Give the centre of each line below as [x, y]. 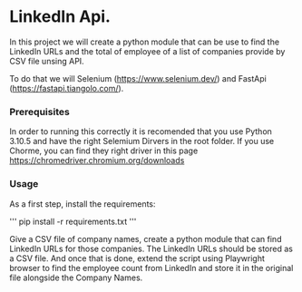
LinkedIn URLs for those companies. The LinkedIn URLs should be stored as [151, 248]
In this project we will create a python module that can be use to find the [144, 42]
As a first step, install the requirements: [83, 204]
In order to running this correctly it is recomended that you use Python [141, 131]
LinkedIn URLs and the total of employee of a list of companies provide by [147, 51]
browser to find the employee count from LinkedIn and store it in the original [151, 268]
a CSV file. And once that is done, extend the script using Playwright [137, 258]
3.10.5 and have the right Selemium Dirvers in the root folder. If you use [142, 141]
